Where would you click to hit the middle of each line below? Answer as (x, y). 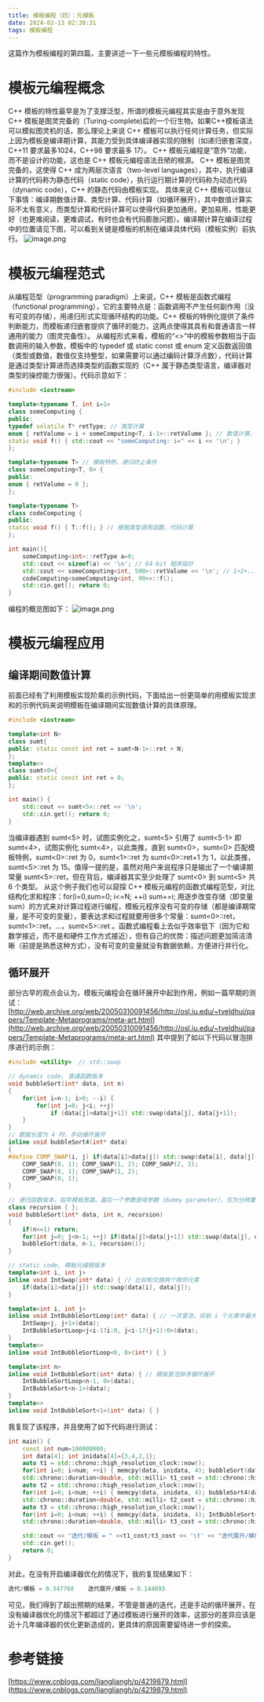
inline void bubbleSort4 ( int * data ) (68, 1142)
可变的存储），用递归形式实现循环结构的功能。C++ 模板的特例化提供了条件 (135, 317)
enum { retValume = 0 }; (49, 484)
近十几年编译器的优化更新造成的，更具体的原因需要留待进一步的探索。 (122, 1624)
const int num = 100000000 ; (65, 1449)
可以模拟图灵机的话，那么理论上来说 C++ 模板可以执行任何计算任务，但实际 (131, 131)
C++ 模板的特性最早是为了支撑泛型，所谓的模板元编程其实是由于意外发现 (126, 112)
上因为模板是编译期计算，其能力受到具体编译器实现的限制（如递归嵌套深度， (132, 141)
